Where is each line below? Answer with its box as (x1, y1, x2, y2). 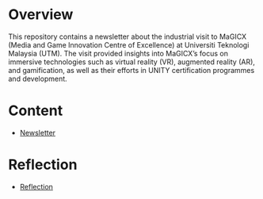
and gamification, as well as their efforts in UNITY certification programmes (8, 65, 255, 75)
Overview (8, 6, 74, 24)
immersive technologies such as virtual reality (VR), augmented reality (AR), (8, 57, 256, 67)
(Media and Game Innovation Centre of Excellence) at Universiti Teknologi (8, 40, 250, 49)
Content (8, 101, 63, 120)
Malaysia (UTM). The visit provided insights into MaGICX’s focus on (8, 48, 228, 58)
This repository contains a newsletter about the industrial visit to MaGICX (8, 32, 247, 41)
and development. (8, 74, 67, 83)
